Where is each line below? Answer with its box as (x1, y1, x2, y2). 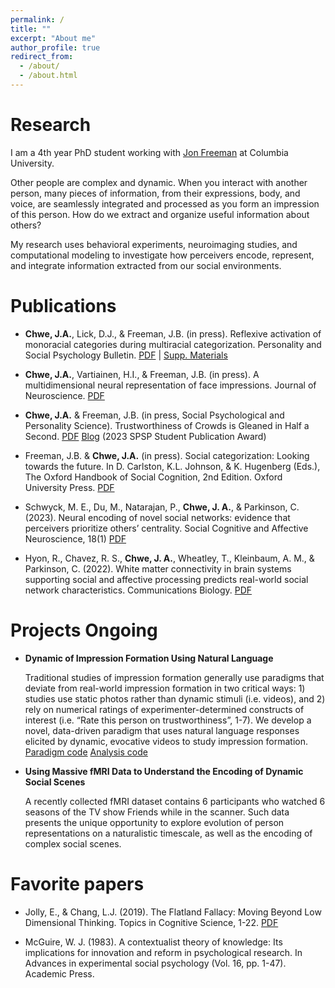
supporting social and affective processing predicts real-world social (24, 573, 309, 585)
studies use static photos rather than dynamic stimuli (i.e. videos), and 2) (24, 692, 326, 705)
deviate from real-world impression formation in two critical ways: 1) (24, 682, 306, 694)
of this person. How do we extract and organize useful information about (10, 208, 310, 220)
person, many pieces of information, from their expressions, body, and (10, 187, 301, 199)
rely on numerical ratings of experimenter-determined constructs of (24, 703, 305, 715)
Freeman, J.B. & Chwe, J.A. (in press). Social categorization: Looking (24, 449, 310, 461)
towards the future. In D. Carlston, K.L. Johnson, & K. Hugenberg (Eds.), (24, 460, 321, 472)
